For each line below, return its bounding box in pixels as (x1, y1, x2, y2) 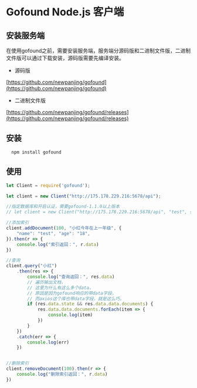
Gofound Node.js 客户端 (6, 5, 124, 19)
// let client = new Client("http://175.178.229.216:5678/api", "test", (6, 209, 188, 215)
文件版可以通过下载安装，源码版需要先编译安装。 (6, 55, 124, 62)
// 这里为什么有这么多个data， (27, 285, 94, 291)
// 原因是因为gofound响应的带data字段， (27, 290, 117, 296)
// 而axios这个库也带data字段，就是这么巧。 (27, 295, 124, 302)
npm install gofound (11, 149, 62, 155)
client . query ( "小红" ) (6, 263, 57, 269)
